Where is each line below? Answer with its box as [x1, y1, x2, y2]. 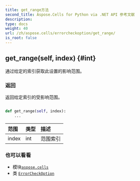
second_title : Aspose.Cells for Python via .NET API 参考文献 [5, 12, 135, 17]
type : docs [5, 21, 28, 27]
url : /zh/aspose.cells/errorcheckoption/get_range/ [5, 31, 115, 36]
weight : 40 [5, 26, 28, 31]
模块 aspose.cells [12, 164, 49, 170]
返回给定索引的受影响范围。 [5, 94, 63, 100]
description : [5, 17, 33, 22]
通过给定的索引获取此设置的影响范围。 [5, 68, 84, 74]
